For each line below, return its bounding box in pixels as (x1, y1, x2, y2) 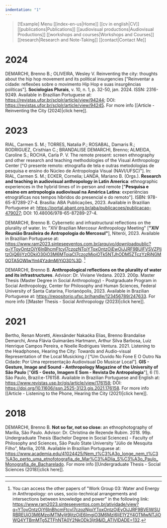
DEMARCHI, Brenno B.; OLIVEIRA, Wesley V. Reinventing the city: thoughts (5, 71, 158, 76)
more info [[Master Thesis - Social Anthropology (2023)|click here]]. (5, 299, 145, 304)
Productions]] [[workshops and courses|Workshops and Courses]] (17, 31, 154, 37)
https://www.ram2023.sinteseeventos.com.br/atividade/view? (12, 501, 139, 507)
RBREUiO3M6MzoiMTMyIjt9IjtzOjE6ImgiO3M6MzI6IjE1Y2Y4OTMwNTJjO (12, 512, 162, 518)
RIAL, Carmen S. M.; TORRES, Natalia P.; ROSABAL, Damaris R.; (5, 141, 135, 147)
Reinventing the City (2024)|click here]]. (5, 107, 88, 113)
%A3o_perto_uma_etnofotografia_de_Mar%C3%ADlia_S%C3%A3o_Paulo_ (5, 456, 159, 462)
